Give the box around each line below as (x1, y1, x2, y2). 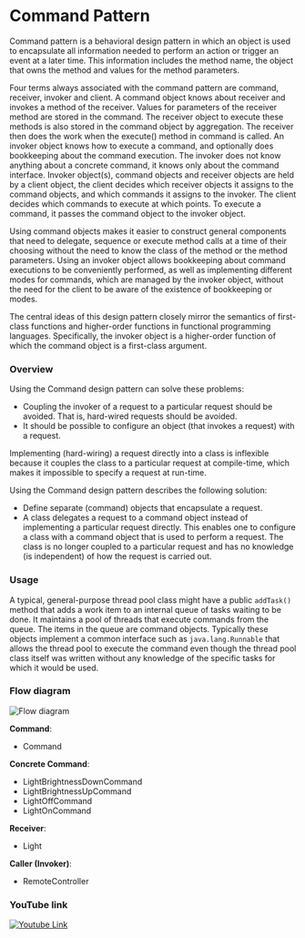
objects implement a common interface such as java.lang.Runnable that (9, 633, 280, 644)
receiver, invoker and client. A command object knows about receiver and (9, 92, 286, 103)
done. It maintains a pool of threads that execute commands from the (9, 614, 269, 625)
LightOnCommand (22, 805, 92, 816)
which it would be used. (9, 662, 99, 673)
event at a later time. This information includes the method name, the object (9, 55, 294, 66)
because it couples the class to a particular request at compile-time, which (9, 457, 290, 469)
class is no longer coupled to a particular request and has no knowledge (22, 541, 294, 552)
